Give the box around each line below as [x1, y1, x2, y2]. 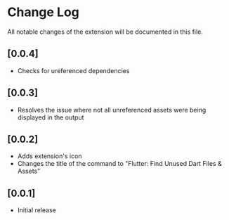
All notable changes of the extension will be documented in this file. [7, 27, 204, 36]
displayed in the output [17, 113, 84, 122]
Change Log [7, 4, 79, 20]
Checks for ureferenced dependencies [17, 66, 130, 75]
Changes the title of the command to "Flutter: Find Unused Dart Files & [17, 160, 223, 168]
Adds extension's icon [17, 152, 82, 160]
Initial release [17, 206, 56, 214]
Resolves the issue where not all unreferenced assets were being [17, 105, 207, 114]
